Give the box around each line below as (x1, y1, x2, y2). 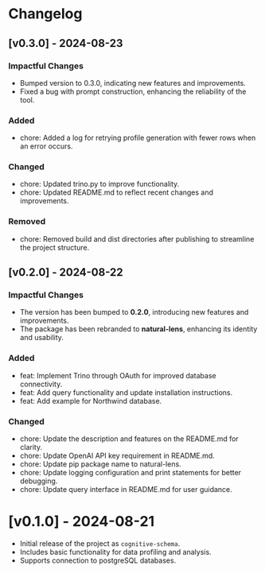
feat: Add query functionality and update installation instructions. (19, 387, 233, 397)
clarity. (19, 443, 42, 452)
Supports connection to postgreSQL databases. (19, 556, 177, 565)
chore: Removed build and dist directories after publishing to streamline (19, 234, 255, 243)
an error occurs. (19, 141, 73, 151)
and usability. (19, 333, 64, 343)
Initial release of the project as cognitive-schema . (19, 538, 181, 548)
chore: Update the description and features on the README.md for (19, 434, 239, 443)
